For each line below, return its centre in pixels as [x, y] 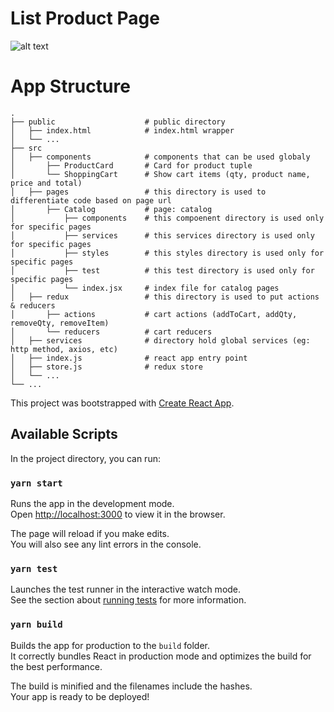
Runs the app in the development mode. [92, 503]
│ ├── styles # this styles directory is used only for [167, 253]
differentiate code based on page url [91, 200]
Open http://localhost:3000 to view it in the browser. [118, 514]
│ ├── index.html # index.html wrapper [122, 130]
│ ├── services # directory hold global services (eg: [160, 340]
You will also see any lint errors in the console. [106, 544]
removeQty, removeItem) [60, 323]
